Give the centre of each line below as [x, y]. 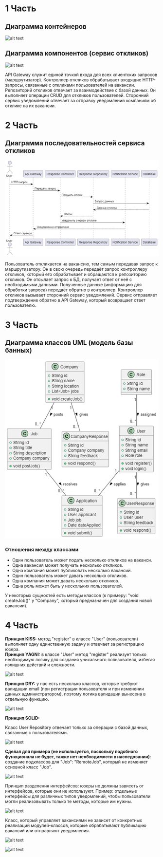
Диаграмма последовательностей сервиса [75, 143]
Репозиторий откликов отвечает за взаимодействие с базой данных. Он [80, 90]
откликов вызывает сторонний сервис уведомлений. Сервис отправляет [81, 295]
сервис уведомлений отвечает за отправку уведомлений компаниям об [81, 100]
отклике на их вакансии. [30, 106]
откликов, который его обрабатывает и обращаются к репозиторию [76, 274]
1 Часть [21, 9]
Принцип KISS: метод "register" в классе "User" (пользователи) [72, 639]
